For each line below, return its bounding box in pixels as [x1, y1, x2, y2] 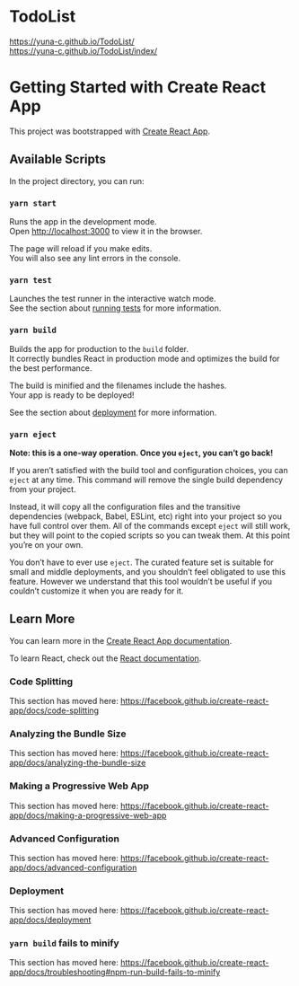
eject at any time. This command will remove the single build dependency [9, 474, 284, 485]
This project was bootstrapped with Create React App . [9, 126, 211, 136]
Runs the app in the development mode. [9, 216, 157, 226]
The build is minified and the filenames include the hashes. [9, 380, 227, 391]
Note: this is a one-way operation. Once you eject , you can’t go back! [9, 447, 274, 458]
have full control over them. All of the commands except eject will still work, [9, 520, 291, 531]
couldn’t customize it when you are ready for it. [9, 585, 184, 596]
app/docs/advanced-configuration [9, 862, 137, 873]
